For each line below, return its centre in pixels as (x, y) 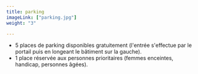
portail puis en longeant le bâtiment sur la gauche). (78, 52)
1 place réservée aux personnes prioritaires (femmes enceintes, (94, 58)
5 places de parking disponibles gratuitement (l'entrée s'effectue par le (103, 45)
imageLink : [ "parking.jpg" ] (42, 17)
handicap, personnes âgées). (51, 64)
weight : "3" (21, 23)
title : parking (25, 12)
